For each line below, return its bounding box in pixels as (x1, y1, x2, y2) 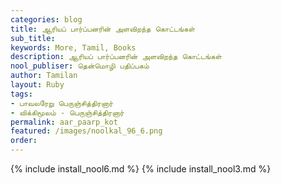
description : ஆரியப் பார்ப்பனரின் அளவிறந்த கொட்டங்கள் (10, 52, 222, 62)
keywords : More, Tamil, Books (10, 42, 137, 53)
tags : (10, 89, 33, 99)
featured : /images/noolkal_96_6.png (10, 126, 163, 136)
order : (10, 136, 38, 146)
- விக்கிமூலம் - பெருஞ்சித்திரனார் (10, 107, 125, 118)
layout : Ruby (10, 80, 65, 90)
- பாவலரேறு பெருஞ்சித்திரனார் (10, 98, 114, 108)
